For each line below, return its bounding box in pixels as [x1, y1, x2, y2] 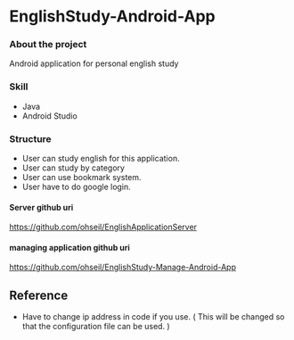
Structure [9, 132, 52, 145]
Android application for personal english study [9, 58, 179, 69]
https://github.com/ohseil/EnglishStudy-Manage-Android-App [9, 261, 236, 273]
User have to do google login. [21, 181, 131, 193]
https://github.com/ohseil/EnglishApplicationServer [9, 221, 198, 233]
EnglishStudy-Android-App [9, 6, 216, 27]
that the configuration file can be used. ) [21, 321, 171, 332]
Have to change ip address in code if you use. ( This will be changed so [21, 311, 285, 322]
